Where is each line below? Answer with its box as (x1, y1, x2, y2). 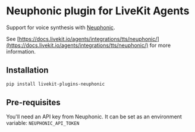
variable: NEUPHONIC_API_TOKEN (6, 120, 80, 127)
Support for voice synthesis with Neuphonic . (6, 24, 115, 31)
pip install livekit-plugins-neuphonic (6, 81, 105, 87)
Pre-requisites (6, 98, 61, 108)
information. (6, 48, 36, 55)
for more (149, 42, 171, 49)
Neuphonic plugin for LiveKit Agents (6, 4, 190, 18)
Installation (6, 65, 49, 76)
